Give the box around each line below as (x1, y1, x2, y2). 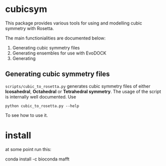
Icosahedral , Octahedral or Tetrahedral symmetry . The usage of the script (5, 88, 161, 94)
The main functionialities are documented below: (5, 35, 106, 41)
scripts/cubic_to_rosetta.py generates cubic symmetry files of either (5, 83, 151, 89)
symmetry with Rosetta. (5, 25, 54, 31)
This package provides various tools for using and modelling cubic (5, 20, 142, 26)
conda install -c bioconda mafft (5, 156, 70, 162)
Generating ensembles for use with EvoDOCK (12, 50, 106, 56)
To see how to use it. (5, 112, 48, 118)
